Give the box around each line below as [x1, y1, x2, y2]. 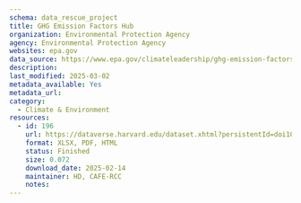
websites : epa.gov [9, 47, 78, 56]
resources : [9, 113, 50, 122]
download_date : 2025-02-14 [25, 163, 126, 172]
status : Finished [25, 146, 90, 155]
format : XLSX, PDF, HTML [25, 138, 118, 147]
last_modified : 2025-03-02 [9, 72, 110, 81]
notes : [25, 181, 50, 190]
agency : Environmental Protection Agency [9, 38, 167, 48]
